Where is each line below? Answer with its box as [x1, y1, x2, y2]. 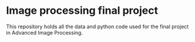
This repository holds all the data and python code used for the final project [6, 23, 189, 30]
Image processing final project [6, 4, 159, 17]
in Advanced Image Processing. [6, 29, 83, 36]
